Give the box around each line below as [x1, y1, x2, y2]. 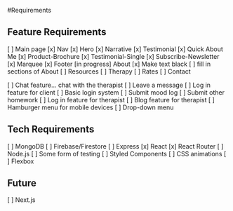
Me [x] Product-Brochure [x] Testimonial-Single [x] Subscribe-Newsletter [7, 52, 220, 60]
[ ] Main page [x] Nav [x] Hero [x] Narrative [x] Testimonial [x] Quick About [7, 45, 223, 53]
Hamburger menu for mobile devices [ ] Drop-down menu [7, 103, 174, 111]
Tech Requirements [7, 123, 95, 135]
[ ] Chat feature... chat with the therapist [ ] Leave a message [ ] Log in [7, 81, 211, 89]
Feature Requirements [7, 26, 107, 38]
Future [7, 177, 37, 189]
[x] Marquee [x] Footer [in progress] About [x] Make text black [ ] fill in [7, 60, 211, 68]
